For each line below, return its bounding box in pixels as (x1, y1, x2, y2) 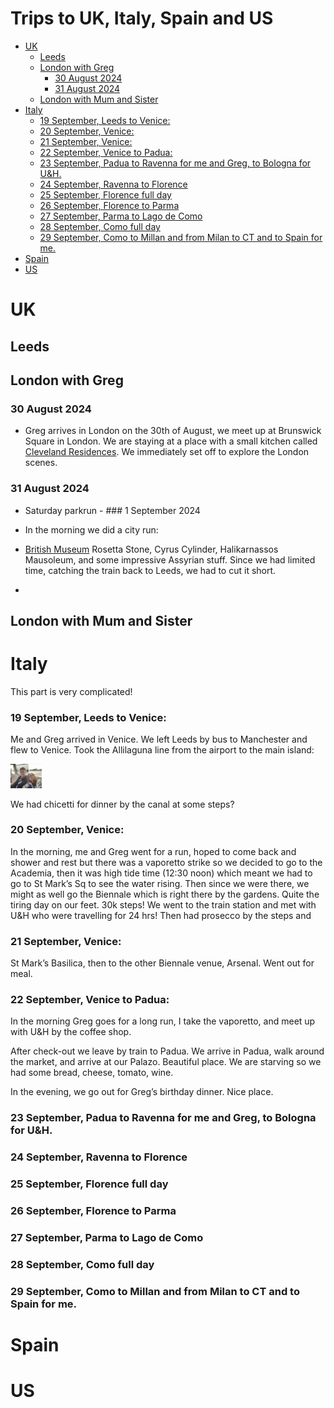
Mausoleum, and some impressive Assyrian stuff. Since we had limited (24, 553, 316, 566)
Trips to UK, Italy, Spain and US (10, 7, 274, 30)
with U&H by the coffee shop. (10, 1026, 132, 1038)
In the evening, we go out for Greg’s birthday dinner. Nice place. (10, 1086, 274, 1098)
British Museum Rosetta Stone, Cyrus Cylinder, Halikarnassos (24, 543, 279, 555)
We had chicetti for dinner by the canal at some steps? (10, 798, 235, 810)
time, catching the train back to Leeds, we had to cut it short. (24, 564, 277, 576)
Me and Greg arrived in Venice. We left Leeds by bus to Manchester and (10, 733, 308, 746)
